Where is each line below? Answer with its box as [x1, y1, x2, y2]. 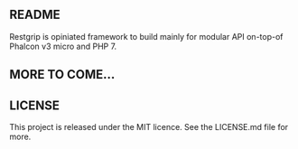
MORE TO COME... [9, 67, 116, 82]
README [9, 7, 61, 23]
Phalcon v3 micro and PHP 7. [9, 41, 117, 51]
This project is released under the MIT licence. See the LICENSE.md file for [9, 122, 289, 133]
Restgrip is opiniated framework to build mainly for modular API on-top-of [9, 31, 284, 42]
